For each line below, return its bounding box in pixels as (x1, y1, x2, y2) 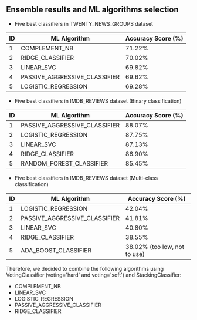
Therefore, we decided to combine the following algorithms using (6, 265, 164, 272)
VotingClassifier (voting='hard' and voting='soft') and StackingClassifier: (6, 271, 182, 278)
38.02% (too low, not (125, 242, 185, 251)
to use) (125, 250, 145, 258)
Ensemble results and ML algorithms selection (6, 5, 179, 15)
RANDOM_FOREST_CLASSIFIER (21, 159, 108, 167)
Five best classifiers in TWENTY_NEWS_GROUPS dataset (14, 20, 154, 27)
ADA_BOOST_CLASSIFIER (21, 246, 92, 254)
